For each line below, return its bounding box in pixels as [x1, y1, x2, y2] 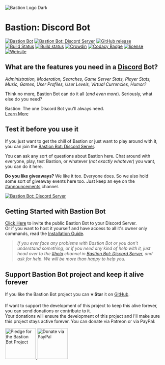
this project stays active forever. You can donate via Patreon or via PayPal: [5, 318, 156, 325]
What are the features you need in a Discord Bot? [5, 63, 158, 71]
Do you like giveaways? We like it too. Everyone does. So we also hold [5, 173, 149, 179]
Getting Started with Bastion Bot [5, 207, 106, 215]
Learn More [5, 111, 29, 117]
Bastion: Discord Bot [5, 22, 90, 33]
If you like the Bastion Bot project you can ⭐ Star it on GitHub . [5, 291, 130, 298]
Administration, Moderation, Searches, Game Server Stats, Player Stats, [5, 76, 151, 82]
